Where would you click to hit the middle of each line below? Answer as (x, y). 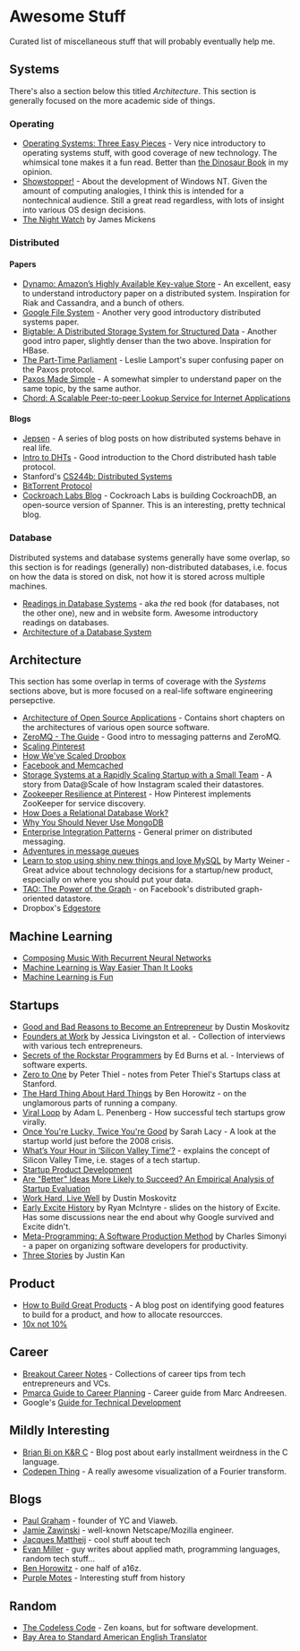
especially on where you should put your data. (107, 880)
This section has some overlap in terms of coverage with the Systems (138, 682)
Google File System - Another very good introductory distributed (141, 313)
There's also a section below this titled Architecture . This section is (133, 90)
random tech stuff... (59, 1559)
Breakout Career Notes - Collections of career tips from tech (134, 1373)
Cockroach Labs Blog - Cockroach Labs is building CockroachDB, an (150, 495)
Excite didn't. (47, 1227)
